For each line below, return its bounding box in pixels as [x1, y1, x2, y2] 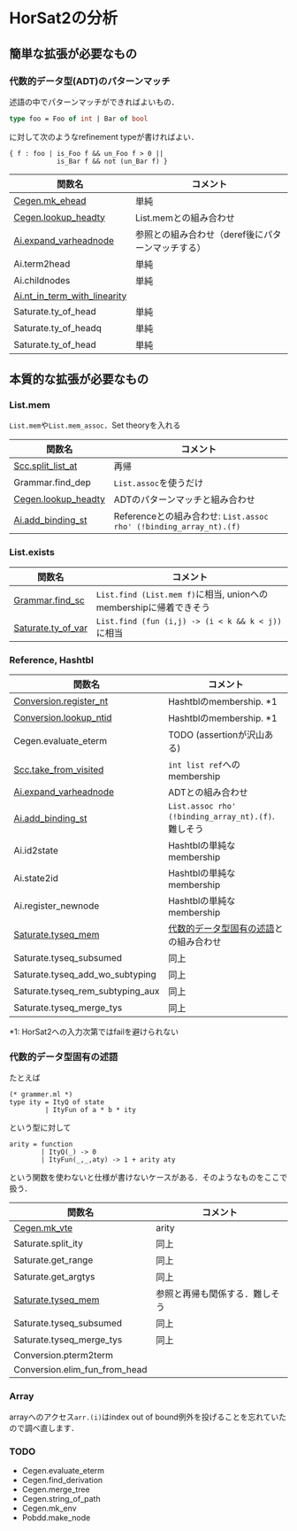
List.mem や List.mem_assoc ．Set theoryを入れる [9, 420, 181, 430]
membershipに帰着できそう [95, 601, 210, 614]
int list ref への [167, 759, 240, 771]
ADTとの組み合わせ [167, 786, 248, 799]
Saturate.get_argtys [13, 1271, 95, 1283]
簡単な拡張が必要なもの [9, 46, 137, 61]
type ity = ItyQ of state [9, 1098, 104, 1107]
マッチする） [152, 241, 206, 253]
